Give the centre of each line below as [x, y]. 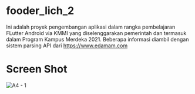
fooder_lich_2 [40, 11]
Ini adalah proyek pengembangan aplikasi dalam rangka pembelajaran [91, 27]
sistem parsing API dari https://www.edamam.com [67, 46]
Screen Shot [37, 69]
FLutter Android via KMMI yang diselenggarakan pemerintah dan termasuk [96, 33]
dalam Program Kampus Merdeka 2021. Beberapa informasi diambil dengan [97, 39]
